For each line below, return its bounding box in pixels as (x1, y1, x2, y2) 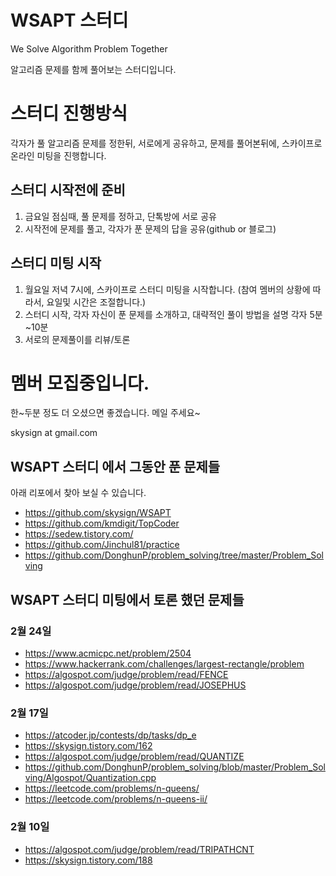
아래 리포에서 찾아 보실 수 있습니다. (10, 487, 147, 499)
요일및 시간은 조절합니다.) (46, 296, 147, 308)
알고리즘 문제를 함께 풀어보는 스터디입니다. (10, 63, 177, 75)
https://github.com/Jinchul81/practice (24, 539, 180, 551)
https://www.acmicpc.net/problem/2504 (24, 647, 192, 659)
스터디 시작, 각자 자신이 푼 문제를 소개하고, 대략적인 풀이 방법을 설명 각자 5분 (24, 308, 323, 320)
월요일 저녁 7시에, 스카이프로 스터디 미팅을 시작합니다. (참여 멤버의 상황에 (24, 283, 311, 295)
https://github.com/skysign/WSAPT (24, 507, 172, 519)
